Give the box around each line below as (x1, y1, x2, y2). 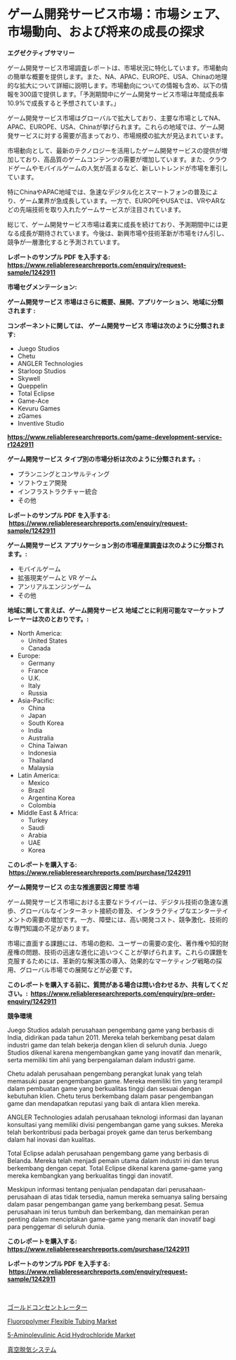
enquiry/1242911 (7, 997, 57, 1005)
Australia (27, 733, 54, 742)
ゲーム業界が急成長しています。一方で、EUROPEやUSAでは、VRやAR (19, 196, 220, 205)
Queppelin (17, 382, 48, 390)
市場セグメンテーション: (7, 282, 77, 291)
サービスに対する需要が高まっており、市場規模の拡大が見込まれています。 (13, 131, 227, 139)
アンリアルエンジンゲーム (17, 582, 91, 591)
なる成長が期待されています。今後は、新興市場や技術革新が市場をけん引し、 (7, 229, 228, 237)
